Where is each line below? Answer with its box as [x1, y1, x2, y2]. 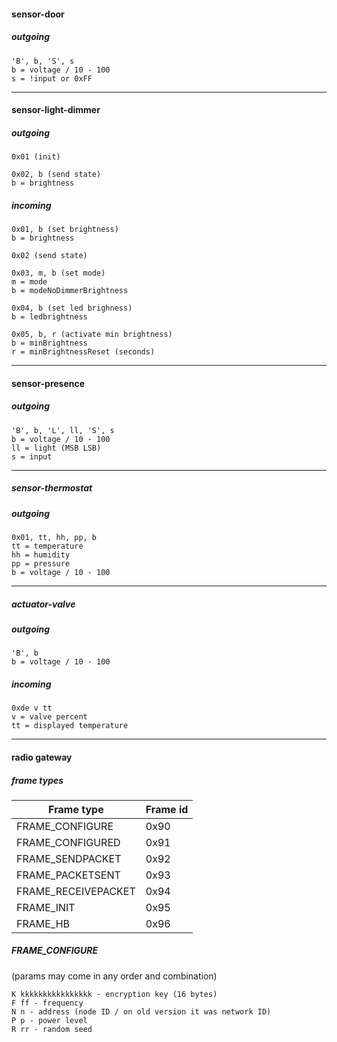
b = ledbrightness [11, 312, 88, 322]
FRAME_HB [16, 916, 71, 930]
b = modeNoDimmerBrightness [11, 286, 129, 296]
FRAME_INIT [16, 900, 76, 914]
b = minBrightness [11, 338, 88, 349]
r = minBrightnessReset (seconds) [11, 347, 156, 357]
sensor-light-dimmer [11, 104, 101, 116]
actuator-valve [11, 598, 76, 610]
